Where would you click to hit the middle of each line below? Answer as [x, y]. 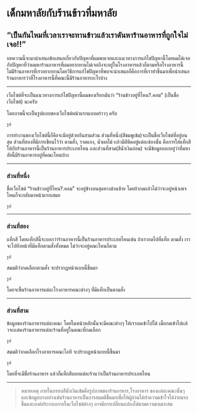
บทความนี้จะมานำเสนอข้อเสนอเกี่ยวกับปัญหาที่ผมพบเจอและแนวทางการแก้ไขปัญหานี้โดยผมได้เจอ [98, 58]
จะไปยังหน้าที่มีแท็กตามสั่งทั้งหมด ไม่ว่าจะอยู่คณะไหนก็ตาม [62, 245]
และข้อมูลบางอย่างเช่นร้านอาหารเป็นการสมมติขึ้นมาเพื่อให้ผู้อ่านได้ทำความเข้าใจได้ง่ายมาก [105, 397]
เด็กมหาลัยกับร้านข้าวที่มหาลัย [62, 13]
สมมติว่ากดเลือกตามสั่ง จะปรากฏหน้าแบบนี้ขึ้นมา [52, 268]
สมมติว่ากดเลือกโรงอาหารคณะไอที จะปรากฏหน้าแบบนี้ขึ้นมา [63, 352]
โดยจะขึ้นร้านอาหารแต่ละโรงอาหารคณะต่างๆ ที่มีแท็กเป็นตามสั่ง [66, 289]
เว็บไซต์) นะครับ [22, 102]
